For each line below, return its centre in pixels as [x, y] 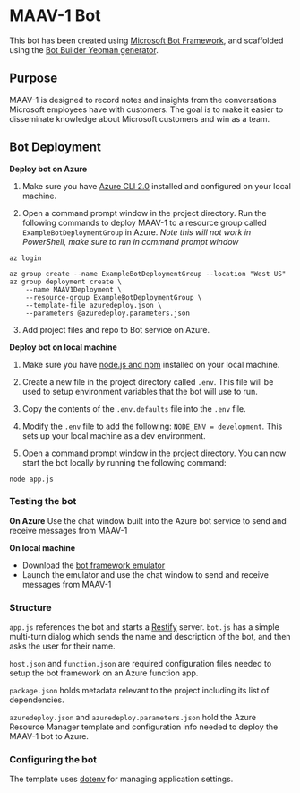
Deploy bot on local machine [64, 347]
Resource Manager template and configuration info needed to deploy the [144, 727]
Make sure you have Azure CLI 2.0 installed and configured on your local [156, 186]
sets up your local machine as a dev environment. [114, 435]
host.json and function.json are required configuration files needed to [141, 664]
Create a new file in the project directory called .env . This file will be [148, 381]
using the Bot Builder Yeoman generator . [84, 49]
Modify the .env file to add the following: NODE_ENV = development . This [152, 426]
